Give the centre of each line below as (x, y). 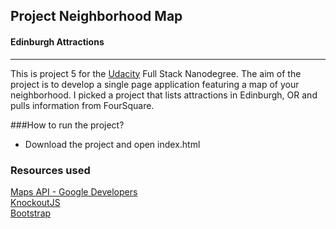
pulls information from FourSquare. (82, 105)
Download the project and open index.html (112, 144)
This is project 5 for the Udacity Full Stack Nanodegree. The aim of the (156, 73)
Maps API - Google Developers (74, 191)
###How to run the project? (67, 125)
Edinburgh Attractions (57, 41)
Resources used (50, 170)
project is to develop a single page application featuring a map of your (155, 84)
